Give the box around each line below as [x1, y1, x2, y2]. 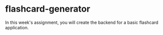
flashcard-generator [5, 3, 90, 15]
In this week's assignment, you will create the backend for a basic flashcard [5, 19, 159, 25]
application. [5, 24, 29, 30]
